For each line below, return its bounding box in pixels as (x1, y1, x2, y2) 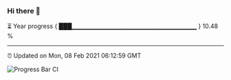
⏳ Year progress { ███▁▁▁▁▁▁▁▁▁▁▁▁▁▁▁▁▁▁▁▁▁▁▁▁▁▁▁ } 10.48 (7, 22, 219, 30)
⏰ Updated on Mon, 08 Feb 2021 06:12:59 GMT (7, 51, 142, 60)
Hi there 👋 (7, 6, 41, 16)
